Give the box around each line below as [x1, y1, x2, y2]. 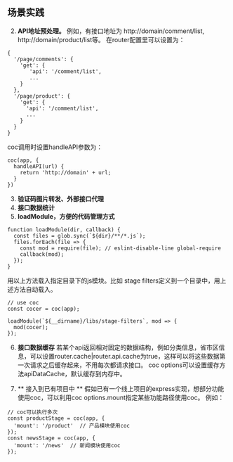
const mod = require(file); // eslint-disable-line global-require [20, 245, 221, 252]
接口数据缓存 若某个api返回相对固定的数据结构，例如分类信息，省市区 [17, 343, 219, 352]
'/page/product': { [13, 92, 71, 100]
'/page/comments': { [13, 56, 74, 63]
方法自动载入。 [13, 285, 57, 293]
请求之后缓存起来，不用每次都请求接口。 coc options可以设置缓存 [29, 361, 220, 369]
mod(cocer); [13, 323, 49, 331]
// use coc [7, 299, 39, 306]
